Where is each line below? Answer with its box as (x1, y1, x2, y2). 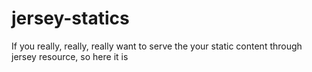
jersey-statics (11, 7, 130, 30)
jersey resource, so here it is (11, 50, 129, 62)
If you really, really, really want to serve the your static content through (11, 40, 303, 52)
